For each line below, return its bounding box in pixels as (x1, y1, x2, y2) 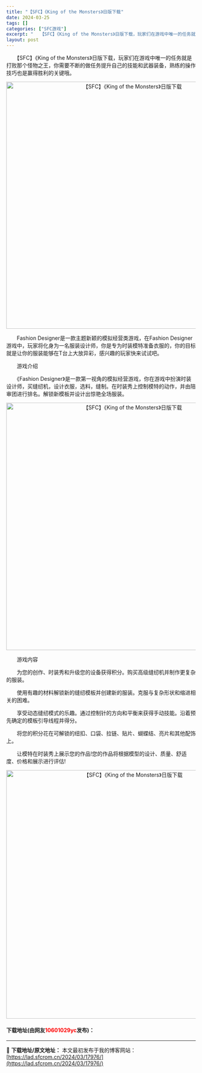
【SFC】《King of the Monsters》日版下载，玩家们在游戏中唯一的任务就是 (16, 54, 192, 61)
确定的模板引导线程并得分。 (11, 717, 80, 724)
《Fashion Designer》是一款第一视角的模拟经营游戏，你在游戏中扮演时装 (16, 375, 192, 382)
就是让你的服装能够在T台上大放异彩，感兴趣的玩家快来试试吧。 (6, 349, 163, 357)
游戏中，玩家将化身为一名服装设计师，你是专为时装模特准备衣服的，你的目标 (6, 342, 196, 349)
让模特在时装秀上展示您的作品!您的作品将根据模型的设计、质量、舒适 (16, 750, 188, 757)
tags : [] (6, 20, 28, 26)
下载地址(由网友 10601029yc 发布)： (6, 1027, 95, 1034)
